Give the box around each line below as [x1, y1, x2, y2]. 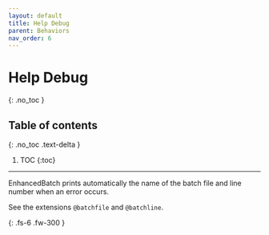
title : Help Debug [8, 19, 70, 27]
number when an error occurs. [8, 187, 110, 197]
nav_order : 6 [8, 34, 52, 43]
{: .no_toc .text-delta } [8, 140, 81, 149]
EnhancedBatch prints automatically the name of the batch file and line [8, 178, 242, 188]
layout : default [8, 11, 62, 20]
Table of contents [8, 118, 98, 132]
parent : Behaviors [8, 26, 70, 34]
